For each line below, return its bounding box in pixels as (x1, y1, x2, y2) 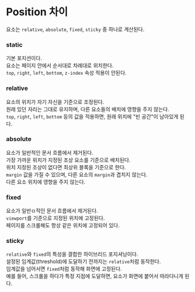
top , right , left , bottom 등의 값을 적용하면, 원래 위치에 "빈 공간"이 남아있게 (6, 113, 179, 120)
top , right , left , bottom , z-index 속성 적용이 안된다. (6, 69, 127, 77)
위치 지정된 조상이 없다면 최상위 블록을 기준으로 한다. (6, 164, 126, 171)
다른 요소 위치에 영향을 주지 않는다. (6, 178, 86, 185)
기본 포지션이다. (6, 55, 43, 62)
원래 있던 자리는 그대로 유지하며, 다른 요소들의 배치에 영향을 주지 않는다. (6, 106, 169, 113)
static (6, 40, 23, 48)
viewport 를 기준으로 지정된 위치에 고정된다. (6, 214, 105, 222)
